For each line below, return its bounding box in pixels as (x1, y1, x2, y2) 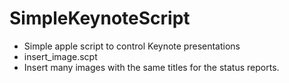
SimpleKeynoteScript (9, 7, 191, 30)
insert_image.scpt (23, 50, 98, 62)
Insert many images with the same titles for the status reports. (23, 61, 280, 73)
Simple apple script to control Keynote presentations (23, 40, 241, 52)
